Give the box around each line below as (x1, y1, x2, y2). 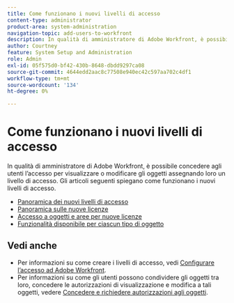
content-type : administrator (7, 17, 92, 24)
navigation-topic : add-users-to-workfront (7, 29, 132, 37)
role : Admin (7, 56, 42, 63)
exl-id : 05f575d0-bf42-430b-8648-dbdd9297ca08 (7, 62, 145, 69)
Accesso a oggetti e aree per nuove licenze (17, 212, 143, 221)
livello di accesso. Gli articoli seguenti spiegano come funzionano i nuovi (7, 177, 216, 185)
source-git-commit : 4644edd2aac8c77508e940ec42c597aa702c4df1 (7, 68, 192, 75)
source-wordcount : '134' (7, 81, 79, 88)
